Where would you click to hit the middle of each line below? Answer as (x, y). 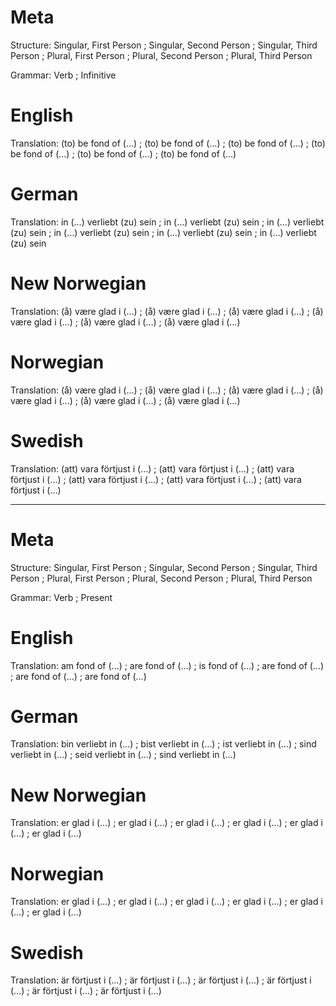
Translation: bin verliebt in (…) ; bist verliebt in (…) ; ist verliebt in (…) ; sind (163, 744)
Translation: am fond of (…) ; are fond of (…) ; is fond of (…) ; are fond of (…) (167, 665)
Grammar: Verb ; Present (61, 597)
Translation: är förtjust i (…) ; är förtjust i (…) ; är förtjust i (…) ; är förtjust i (161, 980)
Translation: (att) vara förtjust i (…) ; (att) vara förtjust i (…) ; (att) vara (152, 468)
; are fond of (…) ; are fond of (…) (78, 676)
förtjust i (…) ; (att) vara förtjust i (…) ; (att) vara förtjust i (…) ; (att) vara (156, 479)
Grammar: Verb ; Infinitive (63, 75)
